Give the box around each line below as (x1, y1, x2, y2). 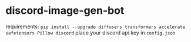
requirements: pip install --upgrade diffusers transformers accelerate (5, 23, 186, 30)
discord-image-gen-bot (5, 4, 125, 17)
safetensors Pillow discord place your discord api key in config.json (5, 29, 176, 36)
